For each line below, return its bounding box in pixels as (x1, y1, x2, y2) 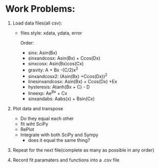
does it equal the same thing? (28, 137, 90, 143)
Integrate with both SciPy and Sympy (20, 131, 99, 138)
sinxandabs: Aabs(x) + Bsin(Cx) (28, 95, 95, 102)
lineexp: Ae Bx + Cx (28, 89, 67, 96)
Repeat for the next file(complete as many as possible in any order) (12, 147, 154, 153)
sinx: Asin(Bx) (28, 50, 57, 56)
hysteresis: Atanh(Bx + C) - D (28, 84, 90, 90)
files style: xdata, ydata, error (20, 30, 82, 36)
